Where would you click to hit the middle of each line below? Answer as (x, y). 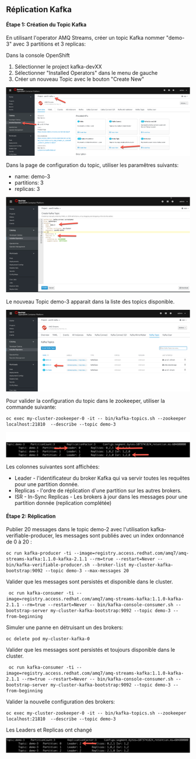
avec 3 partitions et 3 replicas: (50, 44)
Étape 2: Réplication (31, 516)
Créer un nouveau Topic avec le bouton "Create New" (79, 79)
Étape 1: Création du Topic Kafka (46, 24)
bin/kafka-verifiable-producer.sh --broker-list (66, 565)
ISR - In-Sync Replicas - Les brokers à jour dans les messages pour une (101, 497)
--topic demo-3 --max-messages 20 (87, 570)
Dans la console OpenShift (38, 55)
